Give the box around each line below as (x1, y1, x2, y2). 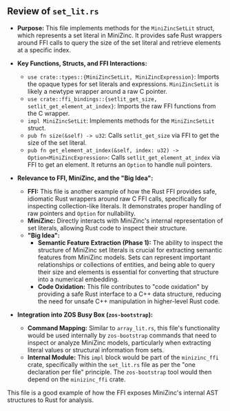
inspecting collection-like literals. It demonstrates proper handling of (27, 201, 222, 210)
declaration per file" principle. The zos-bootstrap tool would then (27, 368, 212, 376)
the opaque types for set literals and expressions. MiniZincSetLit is (27, 79, 219, 88)
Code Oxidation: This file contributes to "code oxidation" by (37, 282, 209, 290)
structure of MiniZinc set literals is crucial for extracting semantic (37, 245, 222, 254)
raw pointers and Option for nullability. (27, 209, 136, 217)
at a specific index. (17, 46, 71, 54)
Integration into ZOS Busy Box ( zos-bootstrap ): (17, 310, 154, 319)
